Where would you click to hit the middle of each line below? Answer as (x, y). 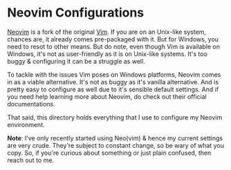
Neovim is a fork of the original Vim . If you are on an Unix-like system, (107, 32)
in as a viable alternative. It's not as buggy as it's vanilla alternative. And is (113, 82)
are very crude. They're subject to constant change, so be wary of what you (116, 145)
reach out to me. (30, 160)
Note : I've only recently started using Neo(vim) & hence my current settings (115, 138)
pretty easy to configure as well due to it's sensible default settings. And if (113, 89)
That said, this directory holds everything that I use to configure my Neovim (115, 117)
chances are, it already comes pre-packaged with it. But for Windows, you (113, 39)
